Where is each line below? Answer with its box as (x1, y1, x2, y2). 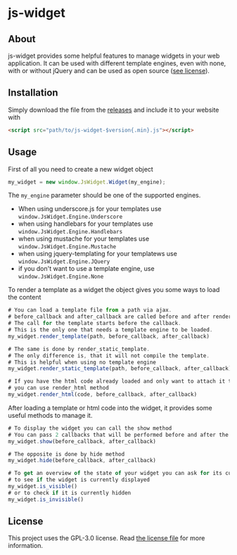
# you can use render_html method (8, 385, 110, 392)
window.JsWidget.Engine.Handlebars (18, 229, 123, 236)
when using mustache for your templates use (18, 234, 150, 243)
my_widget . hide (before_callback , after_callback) (8, 457, 157, 464)
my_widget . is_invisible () (8, 496, 84, 503)
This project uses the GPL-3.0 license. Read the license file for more (8, 534, 205, 542)
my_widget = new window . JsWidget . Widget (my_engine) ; (8, 178, 166, 186)
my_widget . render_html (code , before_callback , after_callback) (8, 391, 198, 398)
